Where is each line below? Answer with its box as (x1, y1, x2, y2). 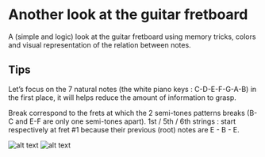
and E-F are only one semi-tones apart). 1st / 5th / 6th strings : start (15, 117, 236, 126)
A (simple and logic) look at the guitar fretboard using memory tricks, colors (8, 32, 256, 41)
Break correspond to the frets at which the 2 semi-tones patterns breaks (8, 108, 246, 117)
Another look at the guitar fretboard (8, 6, 248, 24)
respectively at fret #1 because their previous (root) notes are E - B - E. (8, 124, 240, 134)
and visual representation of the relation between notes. (8, 40, 192, 49)
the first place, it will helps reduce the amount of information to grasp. (8, 93, 236, 102)
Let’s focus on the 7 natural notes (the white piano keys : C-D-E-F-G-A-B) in (8, 84, 257, 94)
